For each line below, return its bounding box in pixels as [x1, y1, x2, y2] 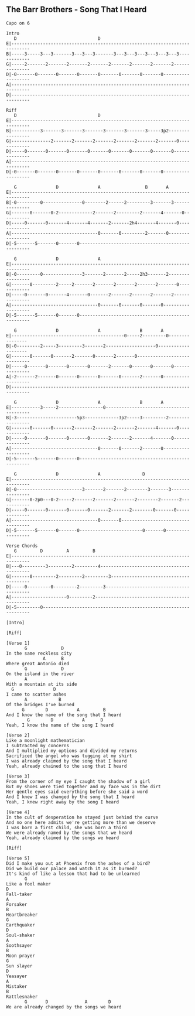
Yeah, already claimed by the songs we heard [6, 834, 119, 841]
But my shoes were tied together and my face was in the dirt [6, 784, 161, 789]
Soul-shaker [6, 932, 35, 938]
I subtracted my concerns [6, 743, 69, 748]
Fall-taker [6, 891, 33, 897]
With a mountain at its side [6, 681, 77, 687]
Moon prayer [6, 953, 35, 959]
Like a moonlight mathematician [6, 737, 85, 743]
